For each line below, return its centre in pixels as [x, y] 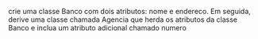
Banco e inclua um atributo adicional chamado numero [97, 28]
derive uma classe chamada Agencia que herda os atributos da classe [123, 19]
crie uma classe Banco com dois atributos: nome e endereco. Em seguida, [130, 11]
